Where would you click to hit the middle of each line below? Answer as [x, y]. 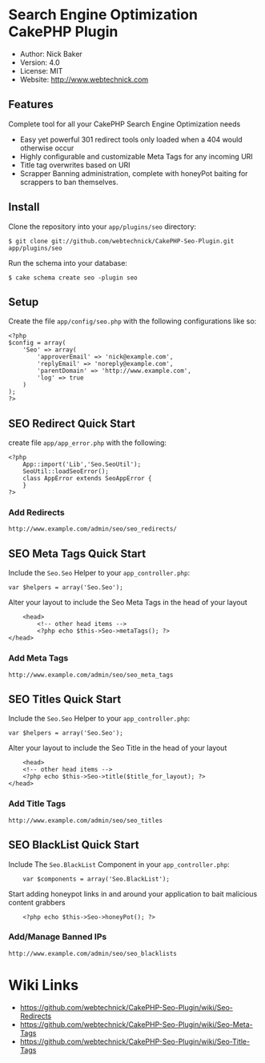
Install [24, 207]
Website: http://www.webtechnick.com [84, 79]
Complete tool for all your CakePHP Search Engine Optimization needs [124, 124]
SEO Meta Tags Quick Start [77, 554]
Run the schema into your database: [68, 263]
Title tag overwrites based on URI [75, 165]
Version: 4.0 [40, 62]
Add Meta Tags [38, 658]
